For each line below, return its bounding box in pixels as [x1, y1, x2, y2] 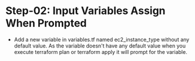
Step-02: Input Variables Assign [5, 4, 166, 18]
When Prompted [5, 16, 87, 30]
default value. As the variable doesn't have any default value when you [14, 42, 186, 49]
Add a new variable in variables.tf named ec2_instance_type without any [14, 36, 190, 43]
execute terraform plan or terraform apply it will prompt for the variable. [14, 48, 187, 55]
